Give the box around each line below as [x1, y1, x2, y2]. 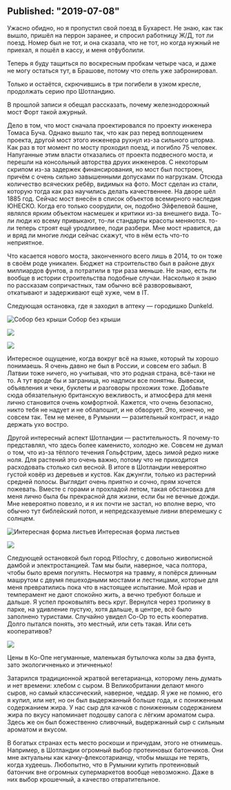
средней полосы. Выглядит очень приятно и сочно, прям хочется [7, 477, 201, 485]
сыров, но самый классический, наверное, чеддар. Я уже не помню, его [7, 689, 223, 697]
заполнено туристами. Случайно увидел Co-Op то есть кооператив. [7, 612, 209, 620]
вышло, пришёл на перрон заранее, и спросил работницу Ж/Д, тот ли [7, 31, 214, 39]
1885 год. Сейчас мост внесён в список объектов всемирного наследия [7, 194, 221, 203]
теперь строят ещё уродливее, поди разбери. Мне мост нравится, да [16, 223, 221, 232]
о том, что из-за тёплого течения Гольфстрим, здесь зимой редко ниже [7, 448, 219, 456]
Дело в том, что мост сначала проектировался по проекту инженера [7, 121, 212, 130]
